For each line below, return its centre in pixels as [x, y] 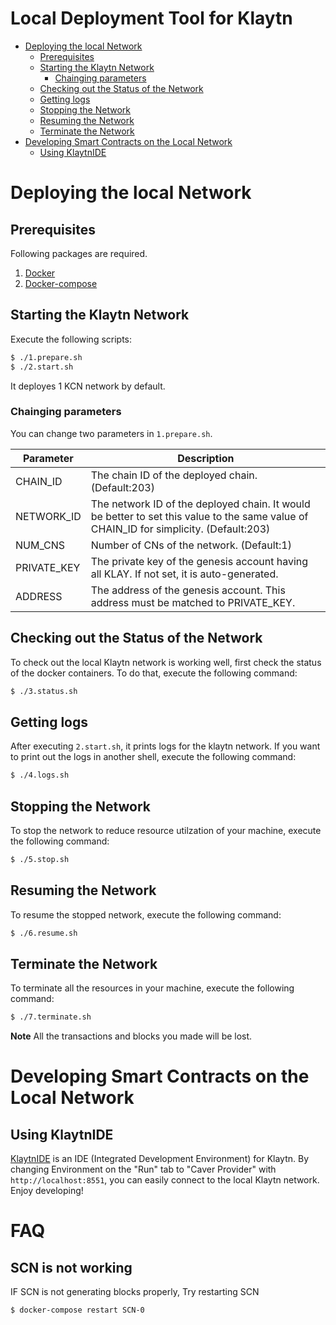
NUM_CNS [40, 545]
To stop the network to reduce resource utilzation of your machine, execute [166, 830]
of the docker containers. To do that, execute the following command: [154, 673]
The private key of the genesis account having [199, 561]
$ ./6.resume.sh [44, 933]
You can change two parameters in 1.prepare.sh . [111, 433]
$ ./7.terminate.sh [51, 1017]
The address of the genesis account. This [188, 590]
